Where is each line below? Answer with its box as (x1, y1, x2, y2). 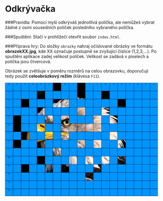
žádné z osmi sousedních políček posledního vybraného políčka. (5, 24, 134, 30)
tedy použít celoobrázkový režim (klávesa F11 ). (5, 73, 100, 79)
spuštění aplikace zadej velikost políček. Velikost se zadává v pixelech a (5, 53, 149, 59)
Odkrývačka (5, 3, 56, 14)
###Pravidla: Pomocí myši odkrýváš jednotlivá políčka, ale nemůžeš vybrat (5, 19, 155, 25)
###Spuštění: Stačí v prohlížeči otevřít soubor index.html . (5, 34, 121, 40)
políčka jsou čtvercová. (5, 58, 52, 64)
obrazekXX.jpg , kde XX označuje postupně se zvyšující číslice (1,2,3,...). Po (5, 48, 157, 54)
